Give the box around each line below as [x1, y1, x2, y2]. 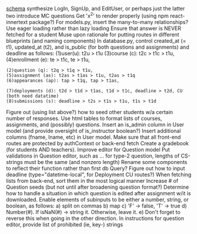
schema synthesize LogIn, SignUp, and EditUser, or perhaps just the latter [6, 5, 185, 12]
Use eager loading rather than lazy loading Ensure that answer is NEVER [6, 25, 181, 32]
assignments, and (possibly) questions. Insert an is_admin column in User [6, 121, 185, 128]
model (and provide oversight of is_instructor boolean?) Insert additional [6, 127, 181, 134]
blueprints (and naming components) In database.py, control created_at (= [6, 37, 186, 44]
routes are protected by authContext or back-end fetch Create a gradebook [6, 139, 189, 146]
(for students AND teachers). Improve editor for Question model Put [6, 146, 171, 153]
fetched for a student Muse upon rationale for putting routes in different [6, 31, 179, 38]
